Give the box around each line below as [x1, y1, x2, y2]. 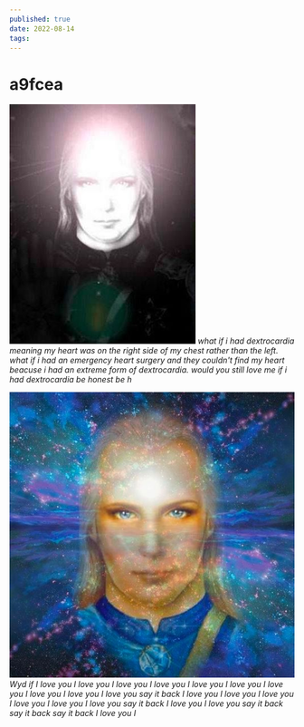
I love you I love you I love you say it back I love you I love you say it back [9, 698, 283, 709]
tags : [9, 34, 30, 43]
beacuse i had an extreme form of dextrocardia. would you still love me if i [9, 364, 288, 375]
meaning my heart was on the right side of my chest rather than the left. [9, 345, 279, 356]
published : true [9, 15, 71, 24]
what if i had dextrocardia [197, 335, 295, 346]
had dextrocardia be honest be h [9, 374, 133, 385]
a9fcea [9, 73, 63, 94]
